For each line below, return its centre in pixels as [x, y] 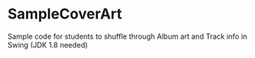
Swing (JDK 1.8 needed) [48, 44]
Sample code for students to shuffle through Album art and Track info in [127, 36]
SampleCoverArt [65, 14]
